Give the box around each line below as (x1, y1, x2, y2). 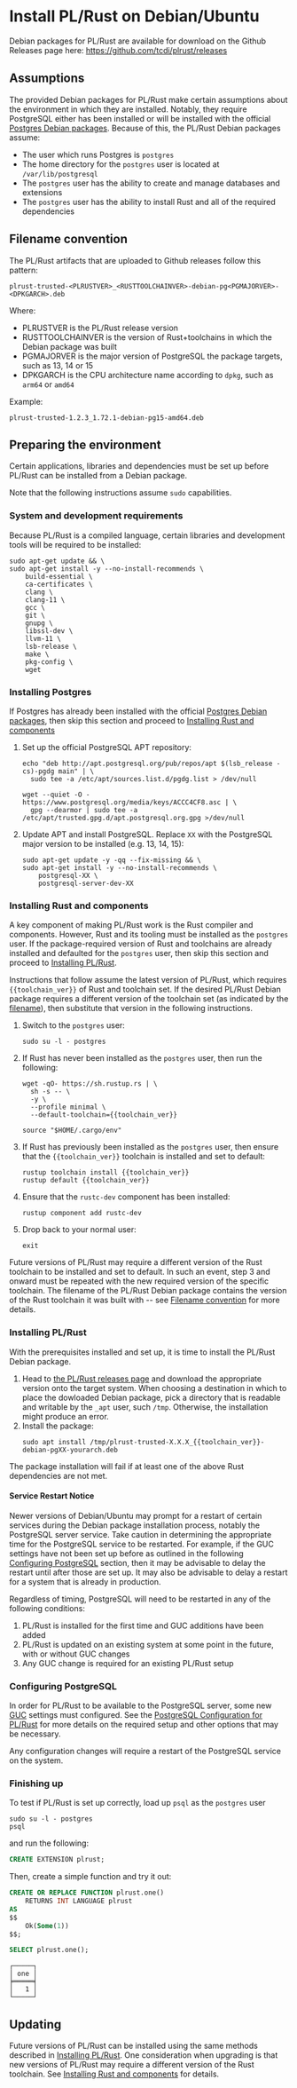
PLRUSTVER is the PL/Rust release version (21, 322, 179, 333)
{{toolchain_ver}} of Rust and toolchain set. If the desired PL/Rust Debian (9, 984, 281, 995)
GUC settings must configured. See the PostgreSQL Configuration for (9, 1710, 263, 1720)
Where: (9, 304, 36, 316)
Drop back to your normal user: (21, 1224, 137, 1235)
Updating (9, 2017, 62, 2032)
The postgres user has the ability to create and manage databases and (21, 178, 281, 188)
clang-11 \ (25, 595, 66, 605)
